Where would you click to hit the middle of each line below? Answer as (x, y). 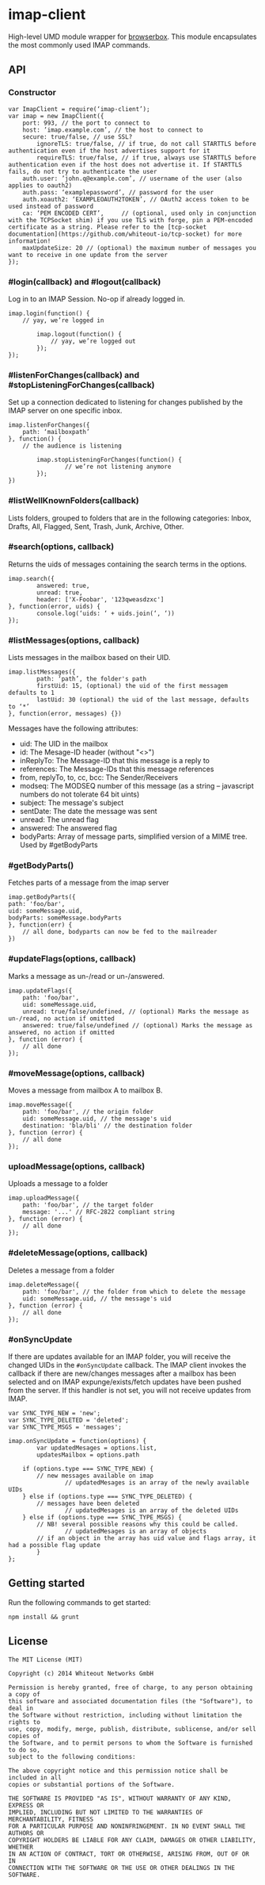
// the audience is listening (72, 446)
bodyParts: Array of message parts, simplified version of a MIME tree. (133, 837)
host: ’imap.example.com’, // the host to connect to (113, 130)
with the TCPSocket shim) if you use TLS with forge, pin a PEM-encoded (131, 220)
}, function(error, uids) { (55, 606)
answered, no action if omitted (61, 1032)
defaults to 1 (32, 693)
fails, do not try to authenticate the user (83, 171)
